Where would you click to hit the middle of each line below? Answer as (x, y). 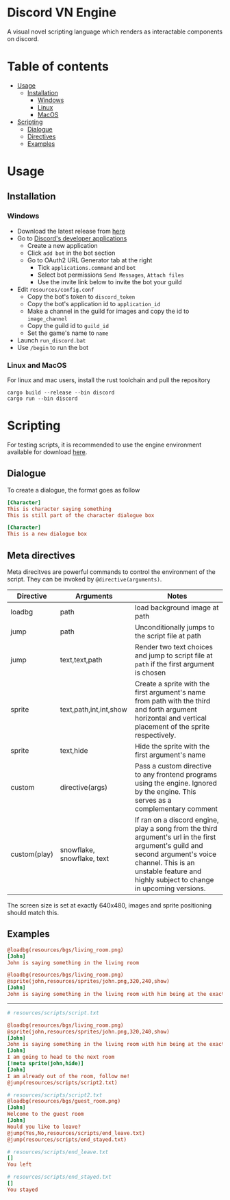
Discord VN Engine (62, 13)
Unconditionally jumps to (175, 627)
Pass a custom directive (173, 766)
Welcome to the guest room (46, 1114)
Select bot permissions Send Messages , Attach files (111, 275)
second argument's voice (176, 854)
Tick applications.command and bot (87, 267)
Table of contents (58, 67)
